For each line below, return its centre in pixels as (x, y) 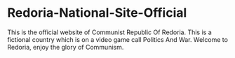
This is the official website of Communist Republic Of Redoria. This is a (109, 32)
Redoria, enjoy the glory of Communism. (66, 47)
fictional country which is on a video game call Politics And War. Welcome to (117, 39)
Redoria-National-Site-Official (97, 13)
